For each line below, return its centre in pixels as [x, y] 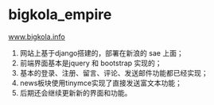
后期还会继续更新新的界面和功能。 [76, 92]
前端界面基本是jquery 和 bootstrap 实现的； [91, 63]
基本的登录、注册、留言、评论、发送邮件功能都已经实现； [114, 72]
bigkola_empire [60, 15]
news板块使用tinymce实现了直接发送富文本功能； [101, 83]
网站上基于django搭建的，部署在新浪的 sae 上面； [102, 52]
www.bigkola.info [37, 37]
